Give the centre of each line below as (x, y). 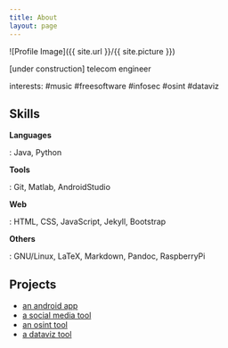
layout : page (33, 26)
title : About (33, 17)
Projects (33, 284)
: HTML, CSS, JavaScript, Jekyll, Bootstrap (88, 222)
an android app (50, 306)
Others (22, 239)
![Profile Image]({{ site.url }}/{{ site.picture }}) (92, 51)
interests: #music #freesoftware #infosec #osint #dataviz (114, 86)
